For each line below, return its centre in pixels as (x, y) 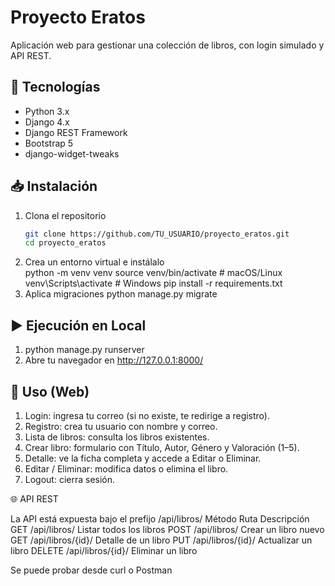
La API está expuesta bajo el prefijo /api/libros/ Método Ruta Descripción (160, 518)
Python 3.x (47, 111)
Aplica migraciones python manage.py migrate (121, 294)
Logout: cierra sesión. (70, 479)
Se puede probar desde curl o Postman (91, 570)
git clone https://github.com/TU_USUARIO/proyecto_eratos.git (157, 234)
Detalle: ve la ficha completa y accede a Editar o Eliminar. (143, 458)
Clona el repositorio (65, 215)
